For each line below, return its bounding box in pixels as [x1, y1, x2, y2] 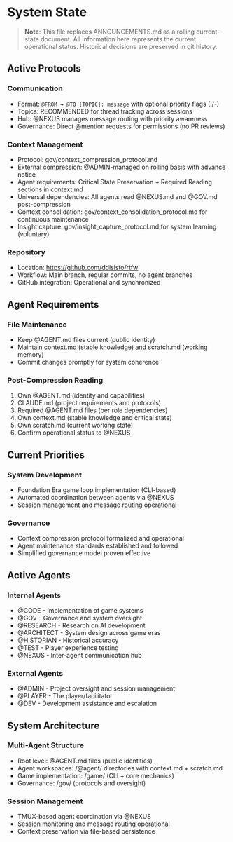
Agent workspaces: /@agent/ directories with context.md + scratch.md [17, 763, 223, 772]
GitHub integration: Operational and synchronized [17, 278, 161, 287]
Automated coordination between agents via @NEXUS [17, 493, 174, 501]
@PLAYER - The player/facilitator [17, 692, 113, 700]
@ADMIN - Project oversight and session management [17, 684, 176, 693]
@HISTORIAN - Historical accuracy [17, 636, 119, 644]
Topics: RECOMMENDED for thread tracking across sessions [17, 107, 192, 116]
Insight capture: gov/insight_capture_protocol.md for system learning [17, 222, 217, 231]
